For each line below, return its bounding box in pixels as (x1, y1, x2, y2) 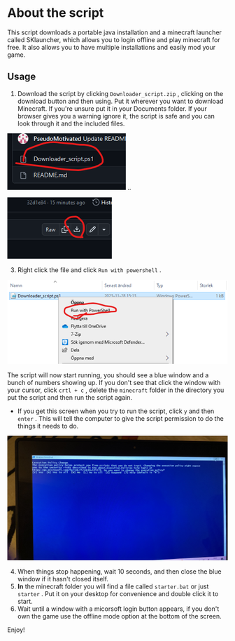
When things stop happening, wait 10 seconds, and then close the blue (17, 567, 222, 576)
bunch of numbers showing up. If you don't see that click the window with (7, 379, 221, 387)
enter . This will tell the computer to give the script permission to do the (17, 414, 224, 423)
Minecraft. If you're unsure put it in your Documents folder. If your (17, 104, 208, 113)
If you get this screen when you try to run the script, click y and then (17, 407, 215, 415)
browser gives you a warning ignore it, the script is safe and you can (17, 112, 215, 120)
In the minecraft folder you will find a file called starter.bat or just (17, 582, 209, 591)
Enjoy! (7, 626, 26, 634)
